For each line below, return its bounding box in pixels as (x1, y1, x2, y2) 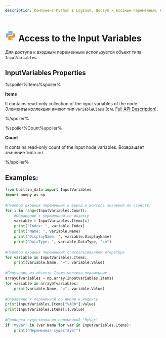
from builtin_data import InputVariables (5, 187, 92, 192)
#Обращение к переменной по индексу (14, 213, 90, 218)
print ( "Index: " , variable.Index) (14, 224, 85, 229)
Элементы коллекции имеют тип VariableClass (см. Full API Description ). (5, 106, 158, 112)
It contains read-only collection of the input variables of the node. (5, 101, 139, 107)
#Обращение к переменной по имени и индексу (5, 296, 98, 301)
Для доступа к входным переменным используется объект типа (5, 49, 142, 55)
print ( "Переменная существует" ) (14, 328, 81, 333)
